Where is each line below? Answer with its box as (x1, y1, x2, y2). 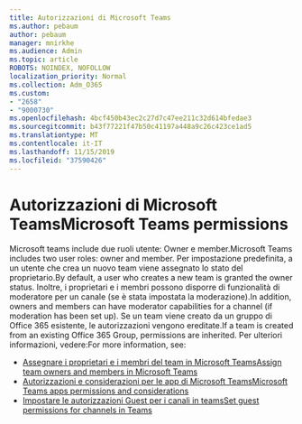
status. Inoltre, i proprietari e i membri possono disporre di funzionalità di (9, 281, 280, 293)
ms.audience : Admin (9, 47, 83, 56)
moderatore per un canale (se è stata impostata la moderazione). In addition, (9, 291, 292, 302)
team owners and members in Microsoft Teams (22, 366, 198, 377)
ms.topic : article (9, 55, 78, 64)
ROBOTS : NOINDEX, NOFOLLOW (9, 64, 111, 73)
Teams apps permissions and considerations (22, 385, 189, 397)
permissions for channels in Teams (22, 405, 153, 416)
